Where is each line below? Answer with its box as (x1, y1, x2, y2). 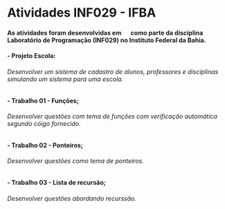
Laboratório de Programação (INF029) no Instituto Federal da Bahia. (7, 36, 206, 44)
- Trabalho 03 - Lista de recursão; (7, 178, 106, 186)
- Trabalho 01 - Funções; (7, 96, 80, 104)
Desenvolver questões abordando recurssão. (7, 194, 136, 202)
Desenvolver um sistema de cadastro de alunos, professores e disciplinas (7, 67, 219, 75)
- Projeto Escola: (7, 52, 56, 60)
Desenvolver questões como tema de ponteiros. (7, 157, 144, 165)
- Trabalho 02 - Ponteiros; (7, 140, 83, 149)
